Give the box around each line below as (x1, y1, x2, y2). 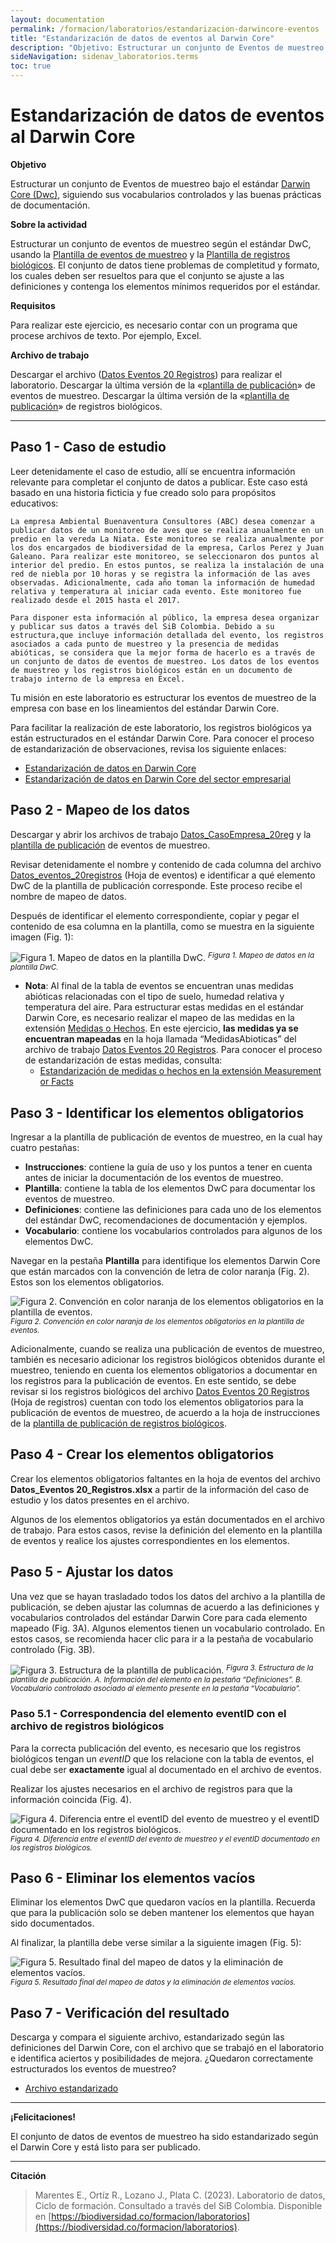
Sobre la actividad (10, 218, 88, 230)
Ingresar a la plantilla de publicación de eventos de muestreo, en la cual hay (10, 1131, 323, 1143)
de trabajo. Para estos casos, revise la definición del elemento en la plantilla (10, 1524, 323, 1536)
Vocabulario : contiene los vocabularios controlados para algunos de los (24, 1225, 323, 1237)
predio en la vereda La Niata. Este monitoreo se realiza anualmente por (10, 534, 325, 544)
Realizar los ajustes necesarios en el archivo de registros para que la (10, 1782, 293, 1795)
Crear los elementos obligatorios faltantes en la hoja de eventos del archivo (10, 1472, 321, 1485)
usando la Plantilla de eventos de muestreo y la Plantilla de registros (10, 248, 291, 260)
